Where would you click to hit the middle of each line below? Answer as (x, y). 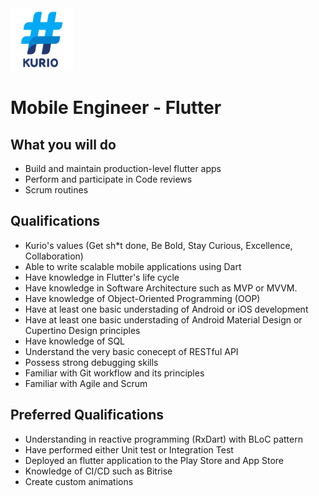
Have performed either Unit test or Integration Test (129, 449)
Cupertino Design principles (82, 330)
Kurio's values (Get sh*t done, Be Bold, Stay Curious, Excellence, (158, 245)
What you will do (63, 144)
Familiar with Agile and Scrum (86, 383)
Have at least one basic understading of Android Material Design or (163, 319)
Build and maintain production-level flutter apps (123, 168)
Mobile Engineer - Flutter (116, 108)
